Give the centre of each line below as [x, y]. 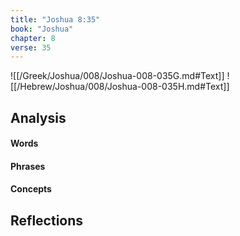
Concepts [31, 189]
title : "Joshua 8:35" [55, 19]
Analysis [38, 117]
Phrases [28, 166]
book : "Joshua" [42, 29]
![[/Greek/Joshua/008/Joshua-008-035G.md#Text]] [117, 76]
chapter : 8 [33, 38]
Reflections [47, 220]
